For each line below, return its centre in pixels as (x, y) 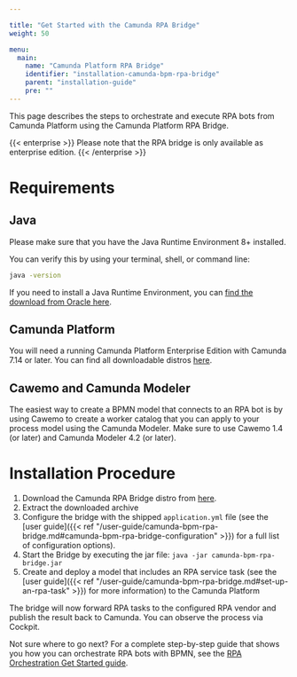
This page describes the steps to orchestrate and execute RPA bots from (142, 115)
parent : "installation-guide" (81, 83)
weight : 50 (29, 33)
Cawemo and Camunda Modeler (100, 388)
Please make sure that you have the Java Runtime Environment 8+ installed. (148, 241)
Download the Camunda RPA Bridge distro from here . (119, 499)
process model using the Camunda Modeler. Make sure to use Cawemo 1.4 (146, 429)
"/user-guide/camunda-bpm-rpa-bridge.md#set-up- (192, 581)
